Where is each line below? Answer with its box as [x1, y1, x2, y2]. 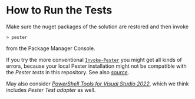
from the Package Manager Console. [6, 45, 95, 52]
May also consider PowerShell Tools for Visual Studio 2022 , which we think [6, 80, 190, 87]
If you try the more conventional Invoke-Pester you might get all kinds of [6, 56, 182, 63]
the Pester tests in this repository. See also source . [6, 68, 130, 75]
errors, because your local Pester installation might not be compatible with [6, 62, 187, 70]
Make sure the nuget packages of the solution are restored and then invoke [6, 23, 189, 30]
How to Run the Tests [6, 4, 113, 17]
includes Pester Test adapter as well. [6, 86, 96, 93]
